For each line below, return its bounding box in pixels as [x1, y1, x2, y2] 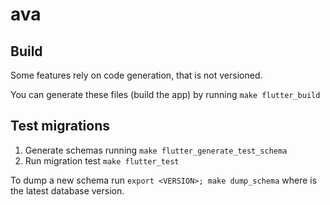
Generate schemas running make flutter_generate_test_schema [24, 144, 288, 156]
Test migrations [10, 118, 110, 135]
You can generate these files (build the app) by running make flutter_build [10, 89, 321, 100]
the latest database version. [10, 184, 125, 197]
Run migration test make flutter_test [24, 154, 180, 167]
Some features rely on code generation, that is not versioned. [10, 69, 263, 81]
